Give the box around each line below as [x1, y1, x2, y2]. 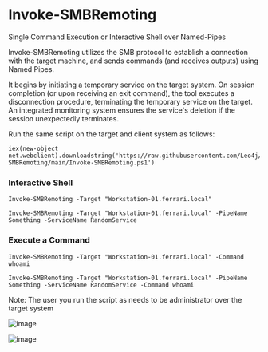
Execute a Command [8, 235, 90, 246]
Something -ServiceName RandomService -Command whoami [8, 281, 195, 289]
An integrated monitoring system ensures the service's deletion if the [8, 105, 235, 115]
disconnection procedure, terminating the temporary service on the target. [8, 97, 253, 106]
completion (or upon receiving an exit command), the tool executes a [8, 88, 235, 97]
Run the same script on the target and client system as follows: [8, 129, 215, 139]
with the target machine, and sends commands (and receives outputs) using [8, 56, 259, 65]
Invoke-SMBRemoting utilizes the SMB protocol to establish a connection [8, 47, 249, 57]
